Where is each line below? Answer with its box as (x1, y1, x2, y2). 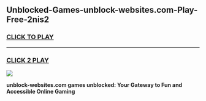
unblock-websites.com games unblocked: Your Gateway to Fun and (6, 81, 183, 88)
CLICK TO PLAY (6, 33, 54, 42)
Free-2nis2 (6, 15, 50, 25)
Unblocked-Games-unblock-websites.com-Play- (6, 5, 198, 15)
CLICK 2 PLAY (6, 56, 49, 64)
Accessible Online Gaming (6, 88, 75, 95)
